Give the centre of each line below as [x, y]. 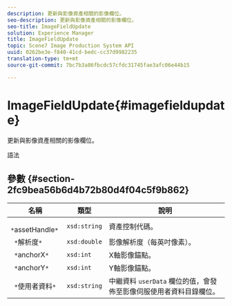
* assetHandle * [35, 230]
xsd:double [84, 242]
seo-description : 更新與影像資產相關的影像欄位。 [72, 20]
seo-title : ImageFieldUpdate [49, 26]
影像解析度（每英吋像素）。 [152, 242]
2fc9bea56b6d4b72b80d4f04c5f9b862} [98, 190]
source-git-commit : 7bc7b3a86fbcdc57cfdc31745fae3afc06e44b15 [98, 65]
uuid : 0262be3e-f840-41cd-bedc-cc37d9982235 [72, 53]
